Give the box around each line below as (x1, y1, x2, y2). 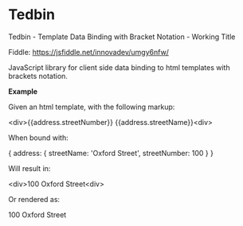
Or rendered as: (8, 194, 61, 204)
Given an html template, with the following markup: (8, 102, 175, 111)
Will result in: (8, 163, 51, 173)
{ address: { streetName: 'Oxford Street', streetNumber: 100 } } (8, 148, 214, 158)
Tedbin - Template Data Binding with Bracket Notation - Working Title (8, 32, 236, 41)
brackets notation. (8, 71, 68, 80)
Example (8, 86, 38, 96)
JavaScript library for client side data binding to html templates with (8, 62, 230, 72)
